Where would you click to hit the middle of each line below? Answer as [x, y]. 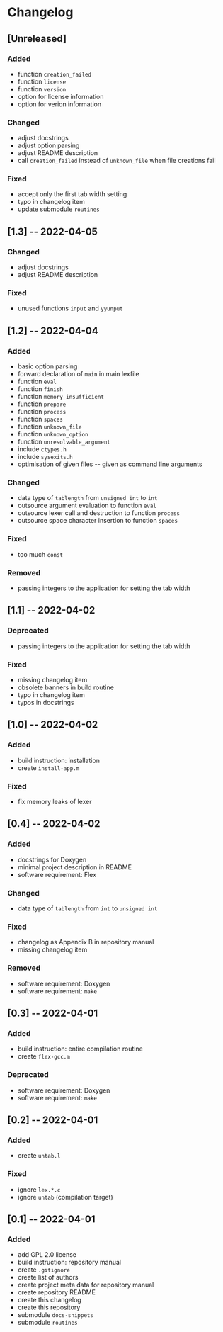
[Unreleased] [37, 39]
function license [42, 81]
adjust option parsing [48, 145]
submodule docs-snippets [56, 1315]
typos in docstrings [46, 703]
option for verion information [59, 104]
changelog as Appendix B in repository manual [86, 942]
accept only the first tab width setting [72, 194]
